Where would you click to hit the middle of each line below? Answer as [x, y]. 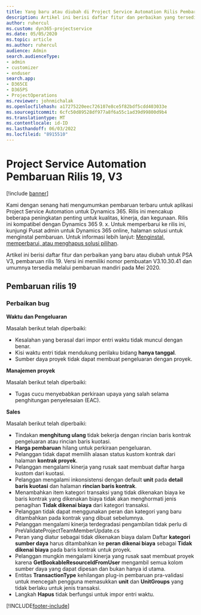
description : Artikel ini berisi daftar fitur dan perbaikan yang [91, 17]
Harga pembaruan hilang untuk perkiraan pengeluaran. [83, 448]
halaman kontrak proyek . [46, 460]
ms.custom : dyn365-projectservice [49, 28]
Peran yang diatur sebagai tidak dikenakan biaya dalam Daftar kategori [102, 536]
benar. [23, 346]
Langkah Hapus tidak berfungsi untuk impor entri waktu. [84, 594]
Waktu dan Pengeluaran [37, 316]
